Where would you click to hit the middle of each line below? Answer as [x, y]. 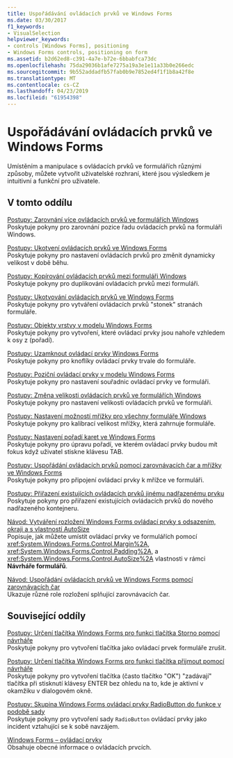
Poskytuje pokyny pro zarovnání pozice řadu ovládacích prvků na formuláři [115, 227]
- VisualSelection [34, 33]
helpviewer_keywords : [39, 40]
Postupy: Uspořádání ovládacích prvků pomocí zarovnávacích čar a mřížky [114, 465]
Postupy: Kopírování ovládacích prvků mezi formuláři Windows [97, 276]
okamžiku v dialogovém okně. [50, 691]
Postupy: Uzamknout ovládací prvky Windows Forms [83, 353]
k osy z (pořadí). [31, 340]
